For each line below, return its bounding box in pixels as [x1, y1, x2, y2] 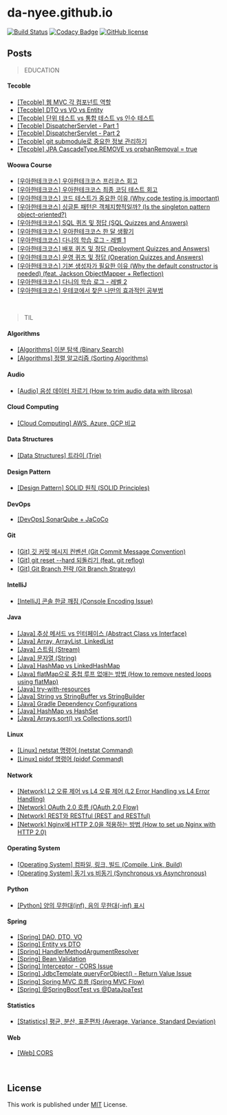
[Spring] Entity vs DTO [17, 940, 81, 948]
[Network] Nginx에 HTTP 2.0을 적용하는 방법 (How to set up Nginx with [17, 821, 216, 829]
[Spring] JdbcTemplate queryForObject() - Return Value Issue [17, 970, 192, 977]
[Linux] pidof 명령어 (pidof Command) [17, 755, 124, 763]
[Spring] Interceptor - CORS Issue [17, 962, 113, 970]
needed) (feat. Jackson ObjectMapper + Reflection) [17, 270, 164, 278]
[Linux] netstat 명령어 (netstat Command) [17, 746, 133, 754]
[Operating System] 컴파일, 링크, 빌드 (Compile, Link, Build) [17, 860, 183, 868]
